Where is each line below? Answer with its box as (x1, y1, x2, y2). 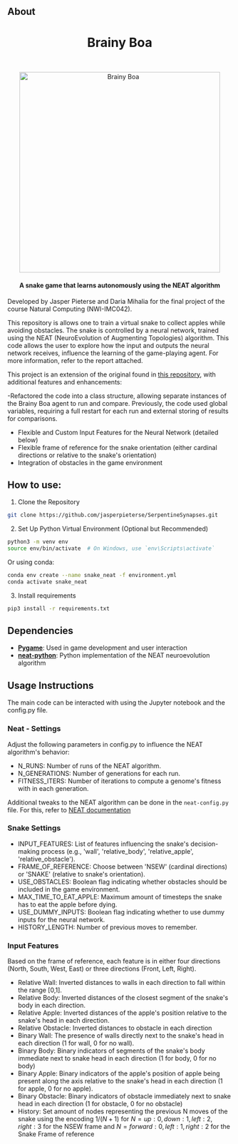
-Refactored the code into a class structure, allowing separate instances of (7, 392, 227, 400)
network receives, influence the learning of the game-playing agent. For (7, 349, 219, 357)
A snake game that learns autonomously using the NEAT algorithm (19, 281, 221, 290)
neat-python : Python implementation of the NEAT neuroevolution (17, 651, 210, 660)
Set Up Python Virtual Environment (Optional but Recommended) (17, 524, 209, 533)
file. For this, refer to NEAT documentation (7, 805, 131, 814)
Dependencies (7, 624, 73, 637)
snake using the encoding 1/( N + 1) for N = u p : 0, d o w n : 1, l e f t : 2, (17, 1115, 212, 1123)
